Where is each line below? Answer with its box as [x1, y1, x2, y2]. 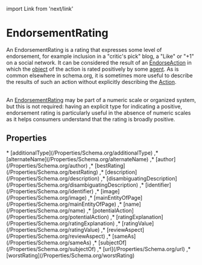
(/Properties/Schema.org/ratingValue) [6, 226, 100, 233]
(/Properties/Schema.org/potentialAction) [6, 213, 110, 220]
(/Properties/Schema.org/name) [6, 206, 86, 214]
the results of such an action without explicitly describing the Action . [6, 78, 177, 85]
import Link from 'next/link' [6, 5, 74, 12]
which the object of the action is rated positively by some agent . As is [6, 65, 179, 72]
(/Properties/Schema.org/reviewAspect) [6, 232, 106, 240]
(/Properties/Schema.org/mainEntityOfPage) [6, 200, 116, 208]
